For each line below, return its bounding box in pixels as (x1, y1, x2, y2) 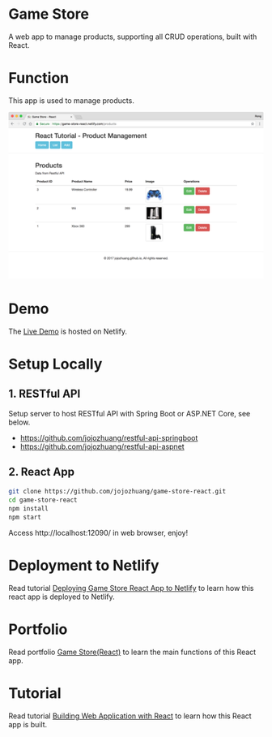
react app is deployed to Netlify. (8, 592, 115, 601)
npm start (8, 513, 42, 522)
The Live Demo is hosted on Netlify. (8, 326, 128, 336)
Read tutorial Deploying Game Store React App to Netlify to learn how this (8, 583, 254, 593)
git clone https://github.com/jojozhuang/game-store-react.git (8, 488, 227, 496)
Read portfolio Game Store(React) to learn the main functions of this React (8, 647, 257, 657)
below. (8, 417, 31, 427)
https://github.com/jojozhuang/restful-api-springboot (19, 433, 198, 442)
